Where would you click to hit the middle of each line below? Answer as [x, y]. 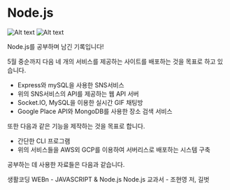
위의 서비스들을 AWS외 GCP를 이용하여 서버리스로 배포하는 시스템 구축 [114, 149]
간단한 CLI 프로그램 [44, 140]
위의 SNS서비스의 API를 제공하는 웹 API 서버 [78, 94]
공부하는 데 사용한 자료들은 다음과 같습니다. [66, 164]
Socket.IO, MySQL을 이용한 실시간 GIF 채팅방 [80, 102]
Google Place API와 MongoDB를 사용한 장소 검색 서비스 [95, 111]
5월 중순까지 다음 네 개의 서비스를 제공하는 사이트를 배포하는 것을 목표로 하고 [112, 61]
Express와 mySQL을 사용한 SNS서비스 [71, 85]
